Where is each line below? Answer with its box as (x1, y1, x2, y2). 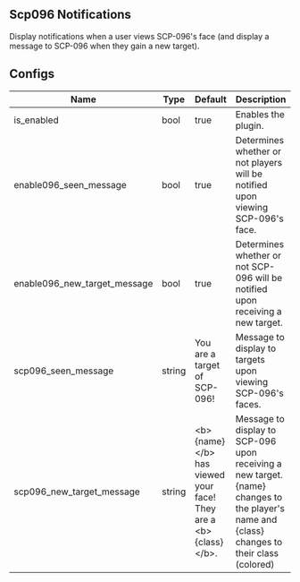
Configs (9, 66, 55, 81)
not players (235, 156, 283, 168)
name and (235, 513, 278, 526)
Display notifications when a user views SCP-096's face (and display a (9, 30, 270, 41)
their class (235, 546, 279, 559)
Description (235, 93, 287, 106)
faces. (235, 398, 262, 410)
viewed (195, 468, 226, 481)
